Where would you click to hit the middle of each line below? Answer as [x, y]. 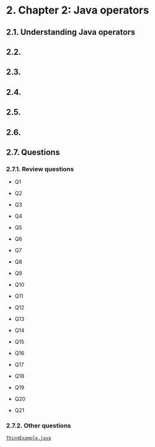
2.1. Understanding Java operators [71, 32]
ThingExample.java [29, 438]
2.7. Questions [33, 152]
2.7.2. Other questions [39, 426]
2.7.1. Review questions [40, 169]
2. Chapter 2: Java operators [77, 10]
